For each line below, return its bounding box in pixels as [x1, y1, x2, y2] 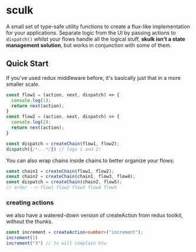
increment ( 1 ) [6, 235, 38, 241]
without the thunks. [6, 218, 53, 225]
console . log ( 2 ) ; [11, 119, 51, 125]
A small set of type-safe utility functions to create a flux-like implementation [6, 23, 190, 30]
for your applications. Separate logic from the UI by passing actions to [6, 29, 176, 36]
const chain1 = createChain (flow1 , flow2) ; [6, 168, 115, 174]
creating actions [6, 198, 54, 206]
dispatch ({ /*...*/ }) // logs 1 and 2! [6, 146, 101, 152]
